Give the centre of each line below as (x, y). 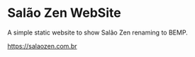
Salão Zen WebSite (65, 13)
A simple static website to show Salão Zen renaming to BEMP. (97, 32)
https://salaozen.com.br (42, 46)
